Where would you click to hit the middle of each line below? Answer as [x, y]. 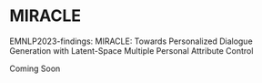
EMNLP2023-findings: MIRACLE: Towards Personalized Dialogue [131, 41]
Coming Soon [35, 68]
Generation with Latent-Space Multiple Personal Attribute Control [131, 50]
